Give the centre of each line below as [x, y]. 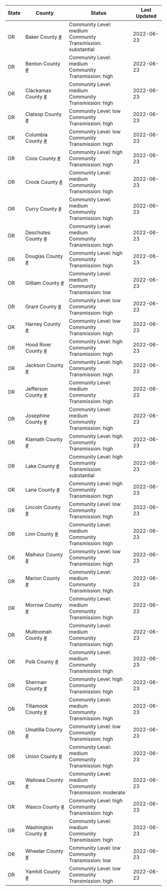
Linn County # [42, 534]
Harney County [43, 324]
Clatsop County [43, 114]
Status [99, 13]
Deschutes [38, 232]
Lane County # [42, 490]
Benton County [43, 64]
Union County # [43, 756]
